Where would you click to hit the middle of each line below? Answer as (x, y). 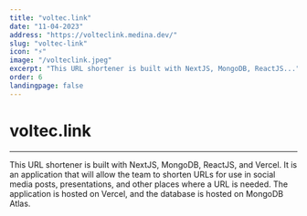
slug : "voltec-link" (49, 43)
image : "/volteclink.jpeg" (61, 60)
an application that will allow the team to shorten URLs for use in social (143, 174)
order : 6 (26, 77)
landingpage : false (47, 86)
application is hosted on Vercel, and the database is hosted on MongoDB (147, 193)
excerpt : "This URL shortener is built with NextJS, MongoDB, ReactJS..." (155, 69)
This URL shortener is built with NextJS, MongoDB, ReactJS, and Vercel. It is (153, 164)
